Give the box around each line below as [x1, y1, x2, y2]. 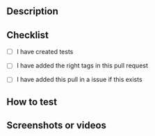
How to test [6, 96, 57, 108]
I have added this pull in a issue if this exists [16, 76, 143, 84]
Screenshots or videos [6, 119, 107, 131]
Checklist [6, 29, 49, 41]
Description [6, 6, 58, 17]
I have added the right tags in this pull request [16, 62, 149, 70]
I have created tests [16, 48, 74, 56]
